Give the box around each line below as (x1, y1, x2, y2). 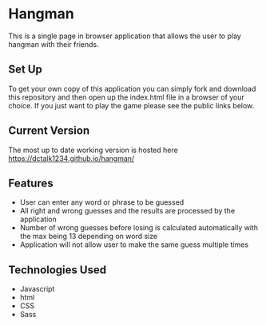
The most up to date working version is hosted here (8, 145, 178, 155)
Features (8, 176, 54, 190)
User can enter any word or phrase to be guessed (19, 198, 185, 207)
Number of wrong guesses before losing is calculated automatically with (19, 223, 258, 233)
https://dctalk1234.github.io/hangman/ (8, 153, 135, 163)
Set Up (8, 63, 42, 76)
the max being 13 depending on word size (19, 232, 158, 241)
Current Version (8, 124, 90, 138)
